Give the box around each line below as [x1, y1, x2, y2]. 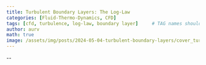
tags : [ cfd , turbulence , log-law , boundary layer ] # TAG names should [6, 20, 202, 26]
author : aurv [6, 26, 40, 32]
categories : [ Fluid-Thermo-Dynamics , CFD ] [6, 15, 116, 21]
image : [6, 37, 23, 44]
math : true [6, 32, 34, 38]
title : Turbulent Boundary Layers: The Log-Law [6, 9, 131, 15]
